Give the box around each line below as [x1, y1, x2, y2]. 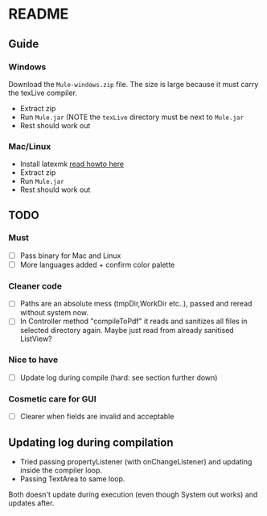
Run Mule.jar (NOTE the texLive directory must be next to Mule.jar [19, 112, 244, 122]
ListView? [19, 334, 52, 343]
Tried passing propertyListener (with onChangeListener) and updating [19, 456, 253, 466]
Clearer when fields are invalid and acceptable [19, 412, 175, 422]
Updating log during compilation [8, 435, 175, 449]
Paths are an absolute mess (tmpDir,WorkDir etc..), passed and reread [19, 299, 253, 309]
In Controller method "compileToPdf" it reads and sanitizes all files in [19, 316, 248, 327]
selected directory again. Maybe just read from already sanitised [19, 326, 235, 335]
